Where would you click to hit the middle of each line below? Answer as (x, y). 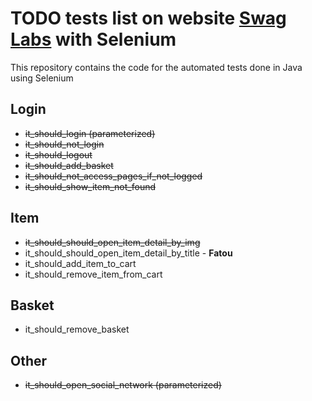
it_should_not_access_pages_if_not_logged (113, 176)
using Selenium (42, 78)
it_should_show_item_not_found (90, 186)
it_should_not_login (64, 144)
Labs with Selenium (93, 39)
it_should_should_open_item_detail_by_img (112, 242)
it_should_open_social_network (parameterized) (123, 385)
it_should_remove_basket (77, 329)
